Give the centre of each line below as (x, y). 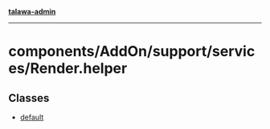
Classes (29, 98)
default (32, 117)
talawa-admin (32, 12)
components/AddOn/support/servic (132, 52)
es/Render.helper (68, 69)
